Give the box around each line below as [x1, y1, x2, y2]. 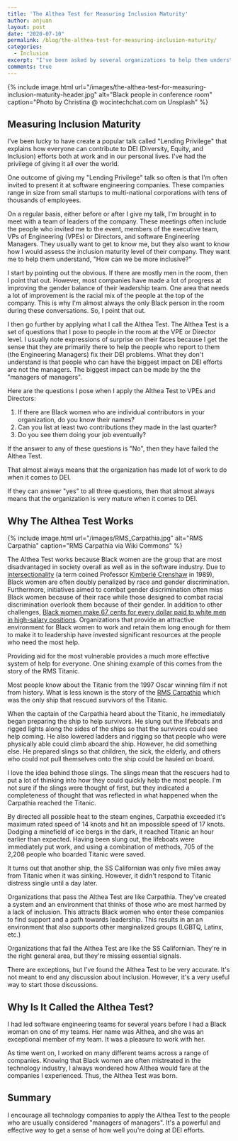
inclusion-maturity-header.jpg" [7, 90, 98, 99]
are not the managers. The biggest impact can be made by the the [7, 365, 200, 374]
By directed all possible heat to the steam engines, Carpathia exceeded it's [7, 812, 226, 821]
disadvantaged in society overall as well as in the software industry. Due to [7, 563, 226, 571]
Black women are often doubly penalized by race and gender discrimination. [7, 578, 230, 586]
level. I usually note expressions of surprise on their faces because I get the [7, 335, 228, 344]
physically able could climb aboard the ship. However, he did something [7, 739, 217, 749]
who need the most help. [7, 638, 80, 646]
